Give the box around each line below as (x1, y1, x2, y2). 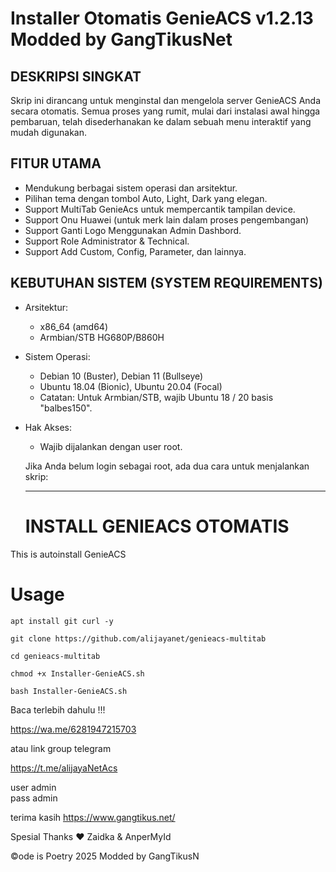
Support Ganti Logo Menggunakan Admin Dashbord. (24, 224, 242, 236)
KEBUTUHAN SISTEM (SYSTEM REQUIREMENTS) (10, 275, 323, 292)
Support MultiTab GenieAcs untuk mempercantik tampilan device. (24, 203, 296, 215)
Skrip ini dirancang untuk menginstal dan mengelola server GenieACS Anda (10, 95, 322, 106)
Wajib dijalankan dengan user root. (39, 440, 183, 452)
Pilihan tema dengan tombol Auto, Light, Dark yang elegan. (24, 192, 268, 204)
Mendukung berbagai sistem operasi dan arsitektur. (24, 182, 238, 194)
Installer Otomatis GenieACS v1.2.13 (10, 7, 314, 30)
